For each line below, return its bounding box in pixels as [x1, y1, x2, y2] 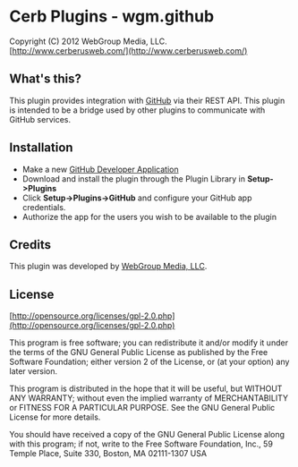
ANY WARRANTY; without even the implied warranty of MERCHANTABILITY [9, 393, 289, 403]
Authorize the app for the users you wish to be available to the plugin [21, 211, 277, 222]
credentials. [21, 201, 66, 212]
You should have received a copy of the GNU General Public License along [9, 429, 285, 440]
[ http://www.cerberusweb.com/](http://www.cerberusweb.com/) [9, 45, 248, 55]
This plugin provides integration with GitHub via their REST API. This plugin [9, 95, 285, 106]
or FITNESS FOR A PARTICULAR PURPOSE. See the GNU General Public [9, 403, 276, 413]
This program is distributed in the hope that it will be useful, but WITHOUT [9, 383, 283, 395]
